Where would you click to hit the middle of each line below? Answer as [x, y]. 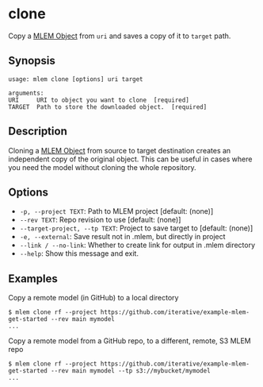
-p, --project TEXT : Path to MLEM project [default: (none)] [116, 211]
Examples [33, 279]
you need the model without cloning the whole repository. [102, 167]
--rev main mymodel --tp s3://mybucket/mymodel [131, 371]
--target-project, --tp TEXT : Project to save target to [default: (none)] [136, 228]
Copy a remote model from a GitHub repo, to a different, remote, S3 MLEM [130, 341]
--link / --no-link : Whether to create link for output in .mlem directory [137, 245]
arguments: [26, 93]
